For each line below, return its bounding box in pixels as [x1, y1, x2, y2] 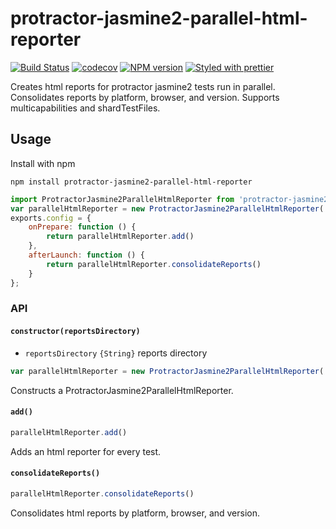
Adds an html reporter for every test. [10, 445, 162, 457]
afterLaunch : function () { [28, 250, 145, 260]
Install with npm [10, 157, 76, 169]
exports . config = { [10, 213, 92, 223]
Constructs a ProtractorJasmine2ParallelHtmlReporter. [10, 384, 234, 396]
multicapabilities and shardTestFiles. [10, 102, 161, 114]
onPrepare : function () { [28, 222, 137, 232]
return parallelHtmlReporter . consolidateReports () [46, 259, 262, 269]
